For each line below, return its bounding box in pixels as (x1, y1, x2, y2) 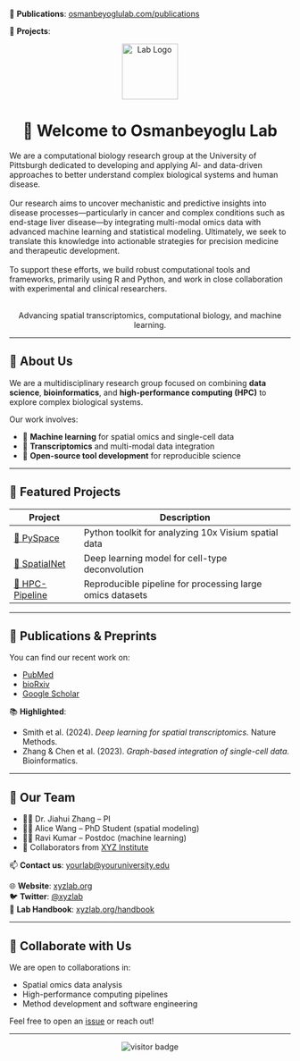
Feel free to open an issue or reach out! (9, 1015, 154, 1026)
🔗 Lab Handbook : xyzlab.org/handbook (9, 904, 154, 915)
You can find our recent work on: (9, 653, 131, 663)
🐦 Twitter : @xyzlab (9, 891, 83, 902)
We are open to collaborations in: (9, 962, 131, 973)
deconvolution (83, 563, 145, 576)
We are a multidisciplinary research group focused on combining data (9, 377, 266, 388)
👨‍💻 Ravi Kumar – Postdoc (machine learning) (21, 832, 187, 844)
